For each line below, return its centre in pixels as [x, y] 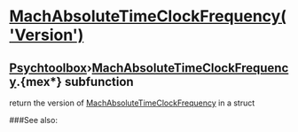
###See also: [33, 120]
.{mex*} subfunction [75, 82]
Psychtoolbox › [51, 68]
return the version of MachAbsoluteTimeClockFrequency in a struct [132, 103]
